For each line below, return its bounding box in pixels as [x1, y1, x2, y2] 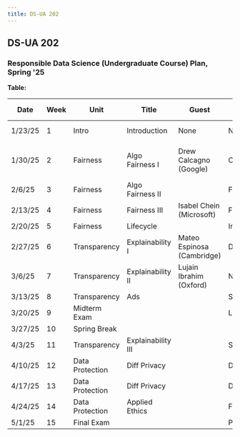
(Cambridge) [178, 251, 221, 261]
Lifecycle [126, 221, 157, 231]
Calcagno [178, 155, 211, 165]
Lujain [178, 262, 199, 272]
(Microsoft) [178, 210, 216, 220]
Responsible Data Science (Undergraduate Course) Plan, [7, 58, 209, 68]
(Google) [178, 164, 209, 174]
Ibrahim [178, 271, 204, 281]
